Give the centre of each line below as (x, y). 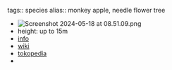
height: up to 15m (43, 31)
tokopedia (32, 53)
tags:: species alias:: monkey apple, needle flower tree (86, 10)
